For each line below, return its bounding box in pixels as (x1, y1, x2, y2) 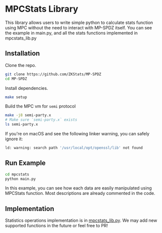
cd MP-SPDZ (5, 76, 27, 81)
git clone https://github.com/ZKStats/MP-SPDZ (5, 72, 101, 77)
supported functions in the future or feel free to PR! (5, 223, 108, 229)
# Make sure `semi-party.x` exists (5, 117, 78, 123)
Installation (5, 49, 40, 58)
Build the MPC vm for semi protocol (5, 104, 76, 109)
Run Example (5, 159, 46, 167)
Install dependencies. (5, 85, 48, 91)
